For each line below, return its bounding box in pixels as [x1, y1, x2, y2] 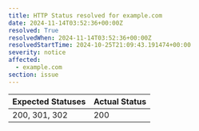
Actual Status [93, 96, 146, 107]
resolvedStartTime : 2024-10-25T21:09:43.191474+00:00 [8, 41, 192, 49]
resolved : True [8, 26, 59, 34]
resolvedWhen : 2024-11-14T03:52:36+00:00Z [8, 33, 152, 42]
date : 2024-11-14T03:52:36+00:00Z [8, 19, 124, 27]
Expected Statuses [12, 96, 86, 107]
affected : [8, 56, 42, 64]
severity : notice [8, 48, 66, 56]
